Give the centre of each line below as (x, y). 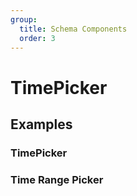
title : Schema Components (73, 29)
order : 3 (37, 38)
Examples (41, 124)
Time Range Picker (57, 179)
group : (24, 19)
